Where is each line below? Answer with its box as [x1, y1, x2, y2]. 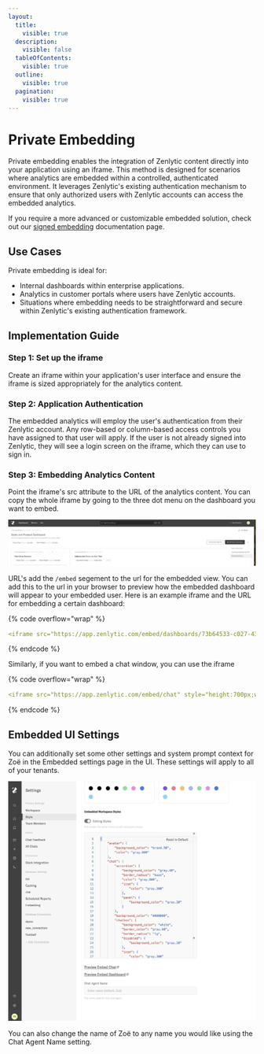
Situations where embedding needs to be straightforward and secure [19, 298, 244, 307]
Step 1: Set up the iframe [8, 353, 104, 364]
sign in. [8, 449, 32, 460]
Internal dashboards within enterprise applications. [19, 281, 185, 290]
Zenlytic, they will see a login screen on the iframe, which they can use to [8, 442, 246, 451]
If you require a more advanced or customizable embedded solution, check [8, 213, 251, 224]
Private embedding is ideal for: [8, 266, 108, 276]
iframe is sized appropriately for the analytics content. [8, 379, 183, 388]
